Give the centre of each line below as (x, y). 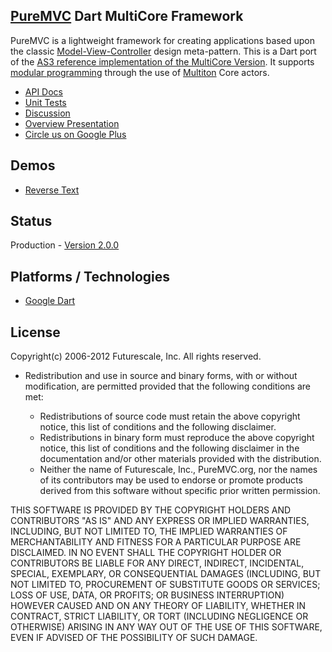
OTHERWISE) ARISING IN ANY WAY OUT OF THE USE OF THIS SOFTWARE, (166, 627)
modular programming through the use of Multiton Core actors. (140, 72)
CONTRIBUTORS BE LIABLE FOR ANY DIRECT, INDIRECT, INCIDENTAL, (157, 563)
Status (31, 221)
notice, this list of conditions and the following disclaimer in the (169, 448)
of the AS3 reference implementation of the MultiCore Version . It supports (162, 61)
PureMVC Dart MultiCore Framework (127, 16)
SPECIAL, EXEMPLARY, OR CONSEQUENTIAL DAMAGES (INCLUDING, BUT (166, 574)
